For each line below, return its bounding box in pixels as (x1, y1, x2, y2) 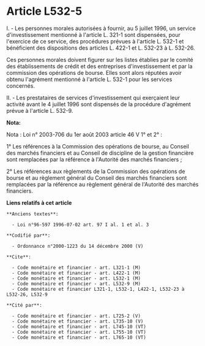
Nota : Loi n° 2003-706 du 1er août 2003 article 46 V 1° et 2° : (6, 131, 163, 138)
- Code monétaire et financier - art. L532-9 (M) (12, 280, 141, 286)
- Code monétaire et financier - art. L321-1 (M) (12, 264, 141, 271)
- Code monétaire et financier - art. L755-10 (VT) (12, 329, 147, 335)
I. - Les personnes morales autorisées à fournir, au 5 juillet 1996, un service (6, 25, 196, 32)
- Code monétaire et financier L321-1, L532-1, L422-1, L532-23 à (12, 286, 185, 292)
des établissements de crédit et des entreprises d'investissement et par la (6, 63, 193, 70)
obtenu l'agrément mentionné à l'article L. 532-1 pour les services (6, 75, 173, 83)
